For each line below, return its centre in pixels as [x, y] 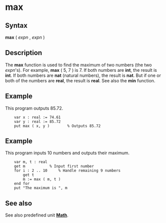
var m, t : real [31, 162]
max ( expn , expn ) [25, 37]
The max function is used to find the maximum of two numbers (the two [79, 65]
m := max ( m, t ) [42, 179]
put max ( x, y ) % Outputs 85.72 [57, 126]
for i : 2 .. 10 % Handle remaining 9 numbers [67, 171]
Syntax [16, 26]
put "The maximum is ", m [41, 188]
